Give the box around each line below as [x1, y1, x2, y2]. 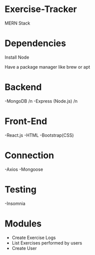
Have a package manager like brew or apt [4, 64, 91, 70]
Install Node [4, 54, 29, 60]
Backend [4, 82, 42, 93]
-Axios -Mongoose [4, 166, 43, 172]
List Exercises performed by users [11, 239, 83, 246]
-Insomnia [4, 200, 26, 206]
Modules [4, 218, 42, 229]
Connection [4, 149, 54, 161]
